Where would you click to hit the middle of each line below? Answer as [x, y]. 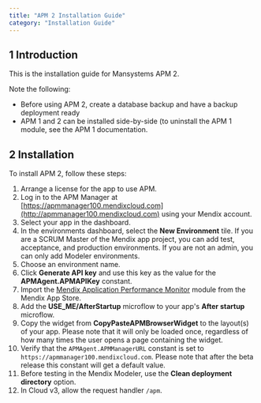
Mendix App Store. [51, 298]
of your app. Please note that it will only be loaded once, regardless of [134, 332]
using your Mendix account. [207, 214]
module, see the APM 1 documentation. [84, 130]
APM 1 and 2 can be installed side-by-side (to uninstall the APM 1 [126, 121]
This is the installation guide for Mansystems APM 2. [94, 74]
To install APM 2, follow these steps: [68, 174]
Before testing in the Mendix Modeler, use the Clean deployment [126, 374]
